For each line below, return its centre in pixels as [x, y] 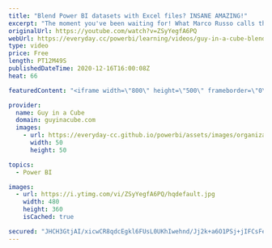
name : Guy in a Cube [50, 113]
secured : [23, 231]
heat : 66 [23, 76]
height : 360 [43, 210]
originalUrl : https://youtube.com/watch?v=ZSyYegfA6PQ [103, 31]
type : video [28, 46]
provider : [25, 105]
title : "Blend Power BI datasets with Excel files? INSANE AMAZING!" [128, 16]
